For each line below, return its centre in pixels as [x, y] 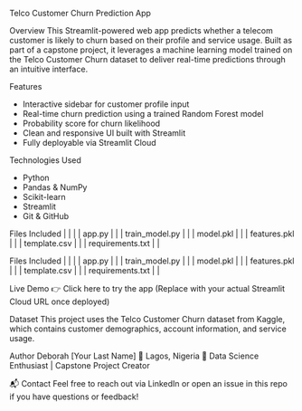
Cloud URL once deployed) [60, 301]
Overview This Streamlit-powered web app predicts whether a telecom [141, 30]
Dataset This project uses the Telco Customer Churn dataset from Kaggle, [147, 319]
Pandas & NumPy [55, 187]
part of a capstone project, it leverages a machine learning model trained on [151, 50]
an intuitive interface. [49, 69]
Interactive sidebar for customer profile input [106, 104]
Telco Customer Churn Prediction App [80, 13]
